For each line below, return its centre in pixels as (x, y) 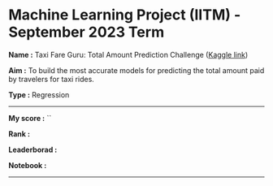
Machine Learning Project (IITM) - (125, 15)
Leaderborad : (33, 149)
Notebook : (28, 165)
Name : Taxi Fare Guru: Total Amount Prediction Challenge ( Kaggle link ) (128, 54)
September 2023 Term (87, 32)
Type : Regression (39, 94)
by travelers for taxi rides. (52, 79)
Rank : (19, 134)
